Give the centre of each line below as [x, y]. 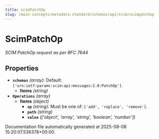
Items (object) [34, 101]
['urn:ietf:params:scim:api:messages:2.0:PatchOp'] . [68, 85]
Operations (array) [31, 96]
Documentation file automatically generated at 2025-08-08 [66, 127]
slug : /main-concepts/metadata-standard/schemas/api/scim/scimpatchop [80, 14]
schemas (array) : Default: [37, 80]
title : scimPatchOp [25, 10]
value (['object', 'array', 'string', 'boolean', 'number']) [81, 117]
